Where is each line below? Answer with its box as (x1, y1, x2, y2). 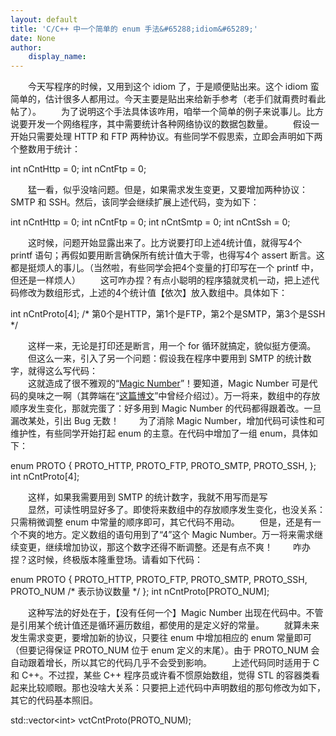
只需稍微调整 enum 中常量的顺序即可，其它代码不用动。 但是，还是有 (10, 516, 313, 528)
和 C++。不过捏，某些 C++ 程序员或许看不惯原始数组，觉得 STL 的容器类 (10, 669, 312, 681)
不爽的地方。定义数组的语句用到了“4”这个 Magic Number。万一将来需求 (18, 529, 315, 541)
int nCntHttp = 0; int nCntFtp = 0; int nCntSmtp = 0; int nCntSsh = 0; (10, 216, 291, 228)
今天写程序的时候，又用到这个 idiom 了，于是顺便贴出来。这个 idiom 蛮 (27, 81, 320, 93)
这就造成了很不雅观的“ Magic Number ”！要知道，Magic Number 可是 (27, 377, 310, 390)
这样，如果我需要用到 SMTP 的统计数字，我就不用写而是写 (27, 491, 268, 503)
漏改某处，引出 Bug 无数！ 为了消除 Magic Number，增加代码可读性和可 (10, 415, 326, 427)
